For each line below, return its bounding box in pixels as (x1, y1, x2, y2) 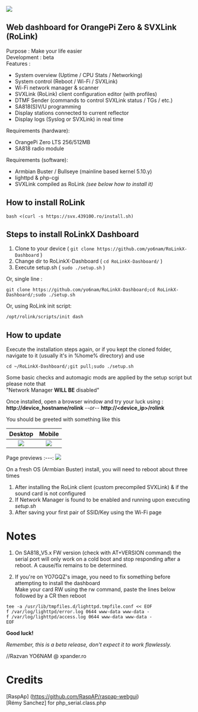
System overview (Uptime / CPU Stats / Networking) (14, 71, 143, 78)
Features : (6, 60, 31, 67)
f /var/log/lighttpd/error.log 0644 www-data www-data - (6, 609, 150, 615)
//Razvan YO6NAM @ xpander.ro (6, 653, 87, 660)
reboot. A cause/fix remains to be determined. (14, 562, 127, 569)
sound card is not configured (14, 490, 86, 497)
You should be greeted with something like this (6, 416, 120, 423)
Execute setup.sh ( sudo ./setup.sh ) (14, 264, 106, 271)
